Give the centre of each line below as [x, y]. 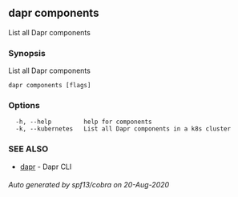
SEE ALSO [28, 149]
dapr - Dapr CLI [46, 167]
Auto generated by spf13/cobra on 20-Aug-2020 [89, 185]
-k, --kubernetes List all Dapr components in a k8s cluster [123, 129]
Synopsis [27, 53]
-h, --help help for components [84, 122]
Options [24, 106]
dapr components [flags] [50, 86]
